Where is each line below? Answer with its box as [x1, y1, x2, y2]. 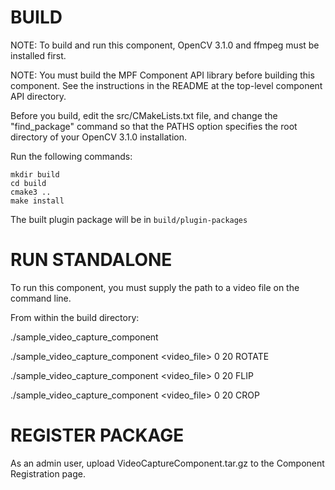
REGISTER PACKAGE [10, 424, 185, 447]
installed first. [10, 49, 67, 61]
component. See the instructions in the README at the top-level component [10, 79, 323, 91]
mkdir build [10, 169, 60, 180]
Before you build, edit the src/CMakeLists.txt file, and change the [10, 109, 278, 121]
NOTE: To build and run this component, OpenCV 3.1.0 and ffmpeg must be [10, 39, 320, 51]
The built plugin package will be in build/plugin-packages [10, 213, 248, 225]
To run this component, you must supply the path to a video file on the [10, 281, 300, 293]
